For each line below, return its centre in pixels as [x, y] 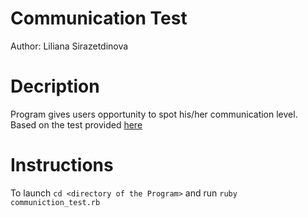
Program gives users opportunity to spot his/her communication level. [154, 114]
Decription [55, 86]
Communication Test [99, 18]
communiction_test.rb [55, 202]
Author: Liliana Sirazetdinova [69, 46]
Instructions [62, 165]
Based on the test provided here [76, 124]
